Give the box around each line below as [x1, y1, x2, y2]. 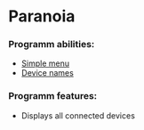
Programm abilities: [8, 38, 95, 51]
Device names [20, 68, 75, 78]
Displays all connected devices [20, 110, 135, 121]
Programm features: [8, 90, 98, 102]
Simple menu [20, 58, 70, 69]
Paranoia [8, 6, 76, 27]
